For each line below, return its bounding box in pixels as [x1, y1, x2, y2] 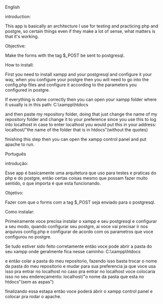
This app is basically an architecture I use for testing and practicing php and [5, 23, 159, 29]
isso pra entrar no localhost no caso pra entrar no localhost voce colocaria [5, 269, 156, 274]
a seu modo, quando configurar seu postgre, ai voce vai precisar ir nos [5, 224, 148, 229]
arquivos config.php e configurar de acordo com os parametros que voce [5, 229, 153, 234]
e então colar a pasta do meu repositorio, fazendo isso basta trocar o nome [5, 258, 158, 264]
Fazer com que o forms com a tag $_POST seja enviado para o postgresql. [5, 199, 156, 205]
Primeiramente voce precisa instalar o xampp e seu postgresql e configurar [5, 218, 157, 224]
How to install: [5, 62, 34, 68]
